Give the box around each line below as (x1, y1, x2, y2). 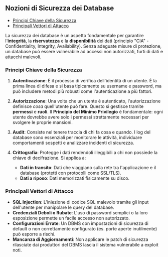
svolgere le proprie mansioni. (12, 119, 73, 125)
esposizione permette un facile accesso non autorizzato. (12, 215, 130, 221)
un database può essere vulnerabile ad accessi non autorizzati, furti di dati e (5, 48, 163, 54)
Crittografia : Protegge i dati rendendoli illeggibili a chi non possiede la (12, 150, 158, 156)
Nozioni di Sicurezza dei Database (5, 4, 114, 13)
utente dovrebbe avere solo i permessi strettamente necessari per (12, 114, 149, 120)
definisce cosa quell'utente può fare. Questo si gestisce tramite (12, 103, 144, 109)
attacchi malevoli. (5, 54, 42, 60)
